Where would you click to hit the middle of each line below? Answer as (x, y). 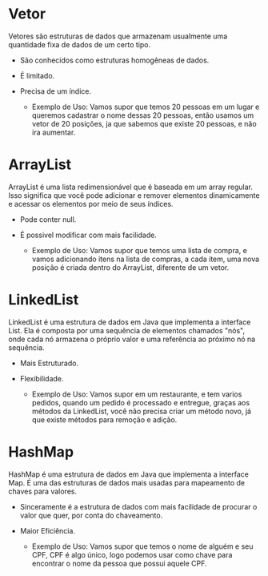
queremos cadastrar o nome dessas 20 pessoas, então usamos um (143, 115)
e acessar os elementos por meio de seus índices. (91, 203)
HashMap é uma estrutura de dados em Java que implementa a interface (129, 474)
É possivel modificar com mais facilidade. (88, 235)
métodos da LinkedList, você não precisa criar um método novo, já (142, 411)
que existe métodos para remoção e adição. (104, 419)
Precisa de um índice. (56, 91)
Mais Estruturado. (49, 363)
